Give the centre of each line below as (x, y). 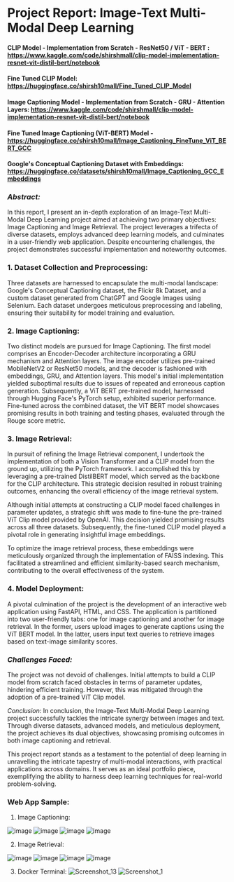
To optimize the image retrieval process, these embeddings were (101, 548)
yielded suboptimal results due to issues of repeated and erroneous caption (116, 384)
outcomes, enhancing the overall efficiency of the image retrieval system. (113, 491)
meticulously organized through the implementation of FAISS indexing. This (115, 556)
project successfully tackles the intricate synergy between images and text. (116, 718)
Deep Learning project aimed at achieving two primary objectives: (122, 219)
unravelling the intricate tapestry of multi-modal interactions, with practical (115, 761)
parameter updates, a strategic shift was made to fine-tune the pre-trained (115, 513)
